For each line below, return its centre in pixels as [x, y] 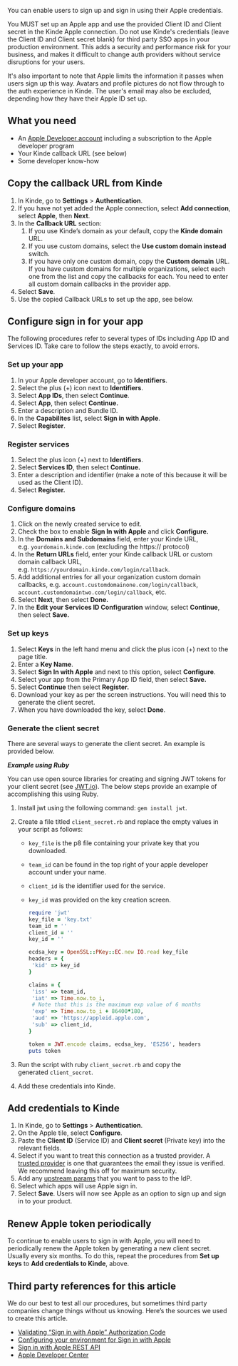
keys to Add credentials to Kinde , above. [68, 1264]
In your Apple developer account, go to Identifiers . [92, 380]
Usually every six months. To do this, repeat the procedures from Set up [113, 1256]
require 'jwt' [49, 912]
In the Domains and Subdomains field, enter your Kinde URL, [108, 539]
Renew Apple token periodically [79, 1224]
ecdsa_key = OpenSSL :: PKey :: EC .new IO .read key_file [108, 952]
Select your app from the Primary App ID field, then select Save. [112, 679]
